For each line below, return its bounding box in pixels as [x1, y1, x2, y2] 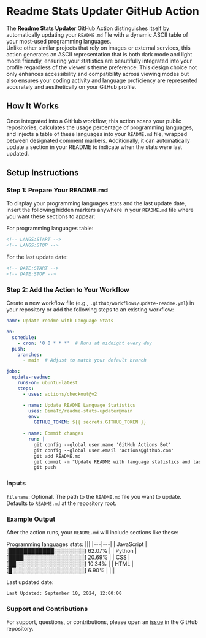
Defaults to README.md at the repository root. [6, 499, 116, 507]
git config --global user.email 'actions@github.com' [33, 447, 174, 454]
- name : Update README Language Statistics [22, 402, 136, 408]
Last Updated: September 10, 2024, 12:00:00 [6, 590, 122, 596]
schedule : [12, 334, 37, 341]
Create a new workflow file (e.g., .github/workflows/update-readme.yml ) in [6, 299, 194, 307]
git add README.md [33, 453, 81, 459]
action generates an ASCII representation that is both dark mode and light [6, 50, 193, 58]
